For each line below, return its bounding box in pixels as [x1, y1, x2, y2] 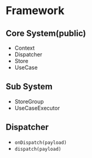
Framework [5, 4, 65, 18]
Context [14, 44, 35, 51]
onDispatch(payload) [14, 139, 67, 146]
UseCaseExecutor [14, 104, 60, 111]
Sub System [5, 81, 53, 92]
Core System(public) [5, 28, 87, 39]
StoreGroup [14, 97, 44, 105]
